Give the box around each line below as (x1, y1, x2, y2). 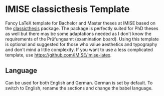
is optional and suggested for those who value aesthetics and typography (5, 41, 157, 47)
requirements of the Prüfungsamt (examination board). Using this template (5, 36, 159, 42)
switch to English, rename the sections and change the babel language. (5, 85, 153, 91)
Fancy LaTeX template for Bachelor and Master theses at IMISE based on (5, 20, 156, 26)
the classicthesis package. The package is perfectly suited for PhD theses (5, 25, 159, 31)
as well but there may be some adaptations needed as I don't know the (5, 30, 151, 36)
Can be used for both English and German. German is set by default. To (5, 79, 153, 85)
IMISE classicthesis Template (5, 3, 130, 15)
